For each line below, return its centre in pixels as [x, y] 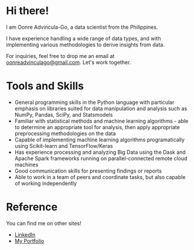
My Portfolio [29, 241]
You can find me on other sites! [44, 223]
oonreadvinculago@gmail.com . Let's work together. [69, 62]
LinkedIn [25, 234]
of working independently [46, 183]
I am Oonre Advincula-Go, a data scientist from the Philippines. [82, 27]
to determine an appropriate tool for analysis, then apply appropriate [97, 127]
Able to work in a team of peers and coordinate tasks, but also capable [100, 177]
